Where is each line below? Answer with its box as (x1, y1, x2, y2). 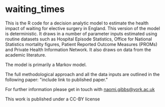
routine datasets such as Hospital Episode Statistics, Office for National (5, 36, 152, 42)
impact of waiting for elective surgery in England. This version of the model (5, 25, 160, 31)
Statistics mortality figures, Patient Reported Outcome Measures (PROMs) (5, 41, 157, 47)
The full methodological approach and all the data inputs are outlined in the (5, 71, 160, 77)
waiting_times (5, 3, 65, 15)
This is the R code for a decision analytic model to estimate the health (5, 20, 149, 26)
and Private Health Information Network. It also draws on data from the (5, 46, 151, 52)
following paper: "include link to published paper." (5, 76, 108, 82)
